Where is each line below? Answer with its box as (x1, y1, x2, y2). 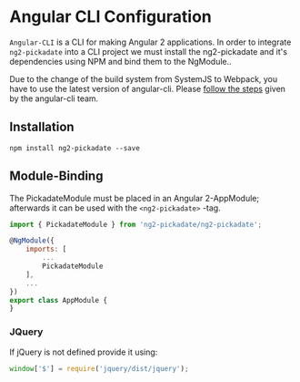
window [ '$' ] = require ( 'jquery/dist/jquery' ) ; (9, 364, 189, 373)
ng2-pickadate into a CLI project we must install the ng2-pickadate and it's (9, 46, 288, 57)
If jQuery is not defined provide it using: (9, 346, 158, 357)
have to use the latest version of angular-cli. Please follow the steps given (9, 83, 286, 94)
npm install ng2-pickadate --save (9, 143, 141, 152)
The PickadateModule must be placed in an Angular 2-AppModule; (9, 192, 260, 203)
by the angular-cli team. (9, 93, 99, 104)
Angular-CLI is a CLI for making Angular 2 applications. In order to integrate (9, 36, 292, 47)
